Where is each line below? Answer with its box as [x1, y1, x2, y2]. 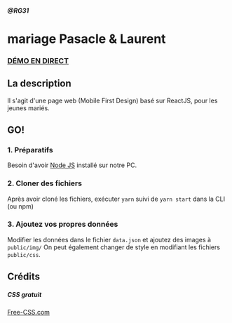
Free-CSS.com [7, 308, 50, 317]
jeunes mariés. [7, 103, 50, 112]
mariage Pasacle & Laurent [7, 31, 166, 46]
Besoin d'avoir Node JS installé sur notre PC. [7, 161, 137, 169]
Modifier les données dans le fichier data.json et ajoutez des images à [7, 235, 212, 244]
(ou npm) [7, 202, 34, 211]
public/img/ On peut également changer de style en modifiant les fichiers [7, 243, 221, 251]
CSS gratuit [7, 290, 42, 298]
